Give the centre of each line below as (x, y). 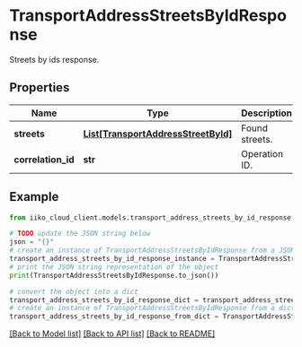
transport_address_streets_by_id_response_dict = (104, 300)
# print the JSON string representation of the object (114, 267)
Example (34, 197)
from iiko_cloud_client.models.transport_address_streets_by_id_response (151, 217)
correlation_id (44, 160)
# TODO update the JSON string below (80, 234)
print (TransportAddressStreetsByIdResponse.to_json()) (114, 275)
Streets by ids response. (54, 59)
